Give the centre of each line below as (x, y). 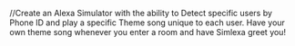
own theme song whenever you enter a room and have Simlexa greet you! (148, 32)
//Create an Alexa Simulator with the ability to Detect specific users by (141, 13)
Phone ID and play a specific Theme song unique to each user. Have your (147, 23)
